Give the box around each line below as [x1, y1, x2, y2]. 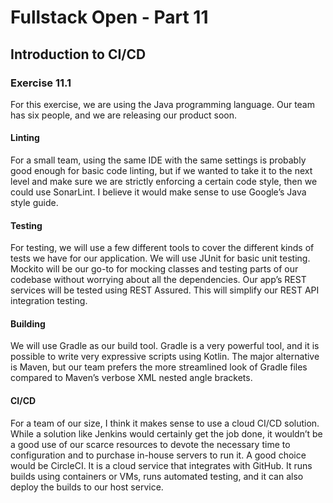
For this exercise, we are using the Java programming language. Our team [10, 98, 315, 110]
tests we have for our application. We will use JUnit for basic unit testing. [10, 252, 311, 265]
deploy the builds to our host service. [10, 481, 164, 493]
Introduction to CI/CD [10, 46, 147, 63]
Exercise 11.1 [10, 76, 72, 90]
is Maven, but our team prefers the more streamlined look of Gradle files [10, 361, 308, 373]
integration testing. [10, 295, 88, 307]
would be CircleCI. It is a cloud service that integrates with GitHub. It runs [10, 459, 313, 471]
